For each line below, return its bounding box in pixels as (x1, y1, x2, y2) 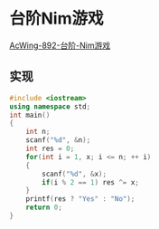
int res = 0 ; (25, 144, 75, 153)
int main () (9, 110, 51, 119)
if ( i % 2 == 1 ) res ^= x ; (42, 177, 140, 186)
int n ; (25, 128, 51, 137)
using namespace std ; (9, 101, 91, 111)
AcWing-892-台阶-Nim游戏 (9, 40, 111, 51)
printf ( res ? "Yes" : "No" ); (25, 195, 136, 204)
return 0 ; (25, 203, 63, 213)
